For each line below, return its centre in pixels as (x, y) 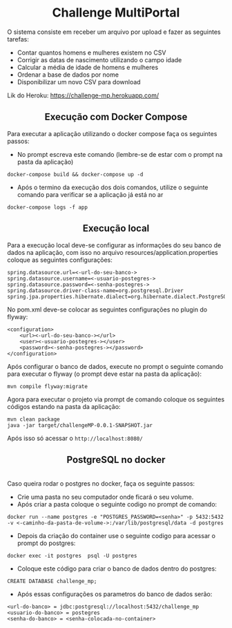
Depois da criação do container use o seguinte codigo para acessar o (116, 536)
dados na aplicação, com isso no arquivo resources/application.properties (113, 252)
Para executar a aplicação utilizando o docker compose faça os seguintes (112, 133)
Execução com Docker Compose (116, 117)
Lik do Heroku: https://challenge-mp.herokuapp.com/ (83, 95)
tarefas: (18, 39)
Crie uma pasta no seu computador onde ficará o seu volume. (105, 497)
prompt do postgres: (46, 543)
